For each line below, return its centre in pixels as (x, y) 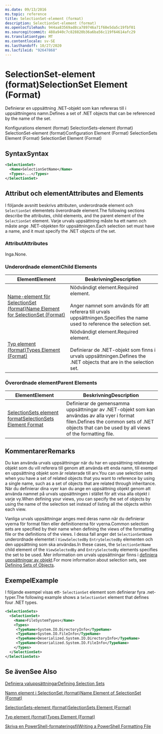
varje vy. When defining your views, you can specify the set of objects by (78, 499)
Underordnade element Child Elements (51, 267)
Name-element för (29, 297)
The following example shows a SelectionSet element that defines (82, 597)
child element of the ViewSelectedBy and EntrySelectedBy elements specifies (81, 550)
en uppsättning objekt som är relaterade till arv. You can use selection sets (79, 473)
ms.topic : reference (26, 14)
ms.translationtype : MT (29, 37)
